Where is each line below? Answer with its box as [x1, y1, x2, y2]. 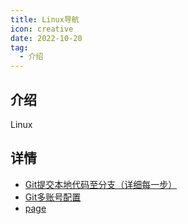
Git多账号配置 [24, 191, 82, 203]
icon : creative [10, 24, 74, 34]
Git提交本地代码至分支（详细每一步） [24, 178, 178, 190]
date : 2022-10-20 [10, 33, 83, 43]
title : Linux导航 [10, 14, 80, 25]
